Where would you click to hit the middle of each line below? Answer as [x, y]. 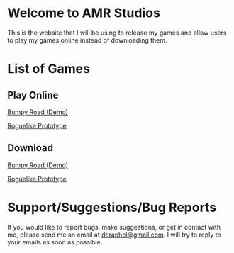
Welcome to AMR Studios [84, 13]
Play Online [33, 95]
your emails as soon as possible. [55, 242]
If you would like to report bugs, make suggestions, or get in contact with [114, 227]
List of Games [49, 69]
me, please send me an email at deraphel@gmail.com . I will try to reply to [114, 235]
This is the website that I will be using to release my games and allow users [117, 33]
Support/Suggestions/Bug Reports [112, 207]
